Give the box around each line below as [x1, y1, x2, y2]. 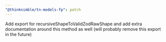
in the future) [5, 31, 32, 37]
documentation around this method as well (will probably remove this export [5, 26, 161, 32]
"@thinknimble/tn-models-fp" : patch [5, 7, 81, 12]
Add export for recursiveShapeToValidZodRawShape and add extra [5, 21, 143, 27]
